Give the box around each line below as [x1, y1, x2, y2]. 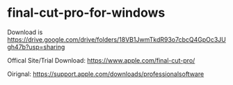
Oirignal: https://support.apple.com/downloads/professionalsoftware [7, 70, 204, 78]
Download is [7, 28, 43, 36]
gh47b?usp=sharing [7, 42, 65, 51]
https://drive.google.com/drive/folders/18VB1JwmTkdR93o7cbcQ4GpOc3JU [7, 35, 226, 43]
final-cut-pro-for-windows [7, 5, 166, 21]
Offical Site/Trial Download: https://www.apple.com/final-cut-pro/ [7, 56, 195, 64]
